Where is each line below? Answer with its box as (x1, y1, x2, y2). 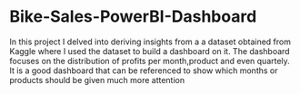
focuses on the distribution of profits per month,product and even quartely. (9, 55, 291, 66)
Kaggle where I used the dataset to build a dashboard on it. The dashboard (9, 45, 290, 56)
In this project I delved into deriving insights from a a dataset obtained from (9, 36, 291, 47)
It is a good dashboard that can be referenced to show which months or (9, 65, 278, 76)
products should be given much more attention (9, 74, 185, 85)
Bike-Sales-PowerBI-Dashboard (9, 6, 257, 27)
